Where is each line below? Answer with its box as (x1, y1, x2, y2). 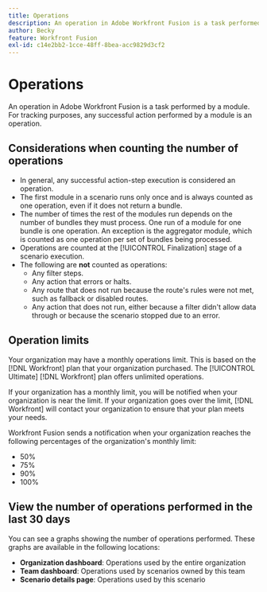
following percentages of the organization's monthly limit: (8, 436, 197, 446)
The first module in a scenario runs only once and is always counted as (19, 192, 253, 201)
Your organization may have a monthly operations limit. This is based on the (8, 355, 257, 364)
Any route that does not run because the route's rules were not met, (31, 285, 254, 294)
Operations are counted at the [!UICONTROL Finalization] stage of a (19, 243, 242, 252)
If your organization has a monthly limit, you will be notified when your (8, 387, 238, 396)
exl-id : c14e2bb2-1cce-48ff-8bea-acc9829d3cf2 (8, 41, 165, 49)
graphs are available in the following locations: (8, 542, 161, 551)
